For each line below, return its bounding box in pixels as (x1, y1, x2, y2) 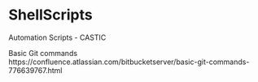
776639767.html (8, 65, 63, 75)
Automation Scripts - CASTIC (8, 32, 107, 42)
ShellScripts (8, 6, 93, 24)
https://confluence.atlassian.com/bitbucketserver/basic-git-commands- (8, 57, 250, 67)
